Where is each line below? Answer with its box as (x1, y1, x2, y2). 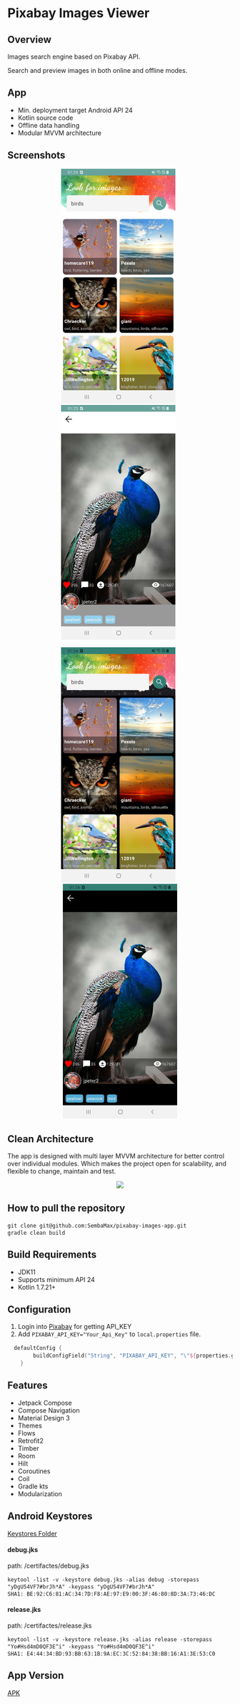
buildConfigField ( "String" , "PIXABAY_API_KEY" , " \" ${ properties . (33, 1352, 232, 1360)
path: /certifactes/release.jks (7, 1621, 92, 1630)
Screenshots (7, 149, 66, 161)
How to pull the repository (7, 1202, 126, 1215)
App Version (7, 1670, 64, 1682)
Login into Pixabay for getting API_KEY (17, 1323, 132, 1331)
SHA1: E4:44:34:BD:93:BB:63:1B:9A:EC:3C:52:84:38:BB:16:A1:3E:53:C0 (7, 1650, 216, 1658)
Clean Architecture (7, 1133, 94, 1145)
